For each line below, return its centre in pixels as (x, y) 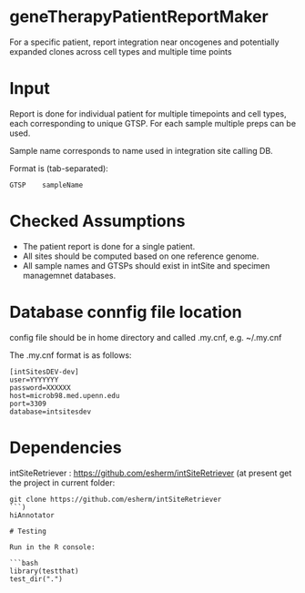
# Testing (28, 531)
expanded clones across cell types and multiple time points (121, 51)
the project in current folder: (62, 482)
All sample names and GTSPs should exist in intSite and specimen (146, 265)
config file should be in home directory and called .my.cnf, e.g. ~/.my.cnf (146, 337)
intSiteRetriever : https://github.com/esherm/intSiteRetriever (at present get (151, 473)
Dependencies (66, 447)
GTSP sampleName (46, 185)
